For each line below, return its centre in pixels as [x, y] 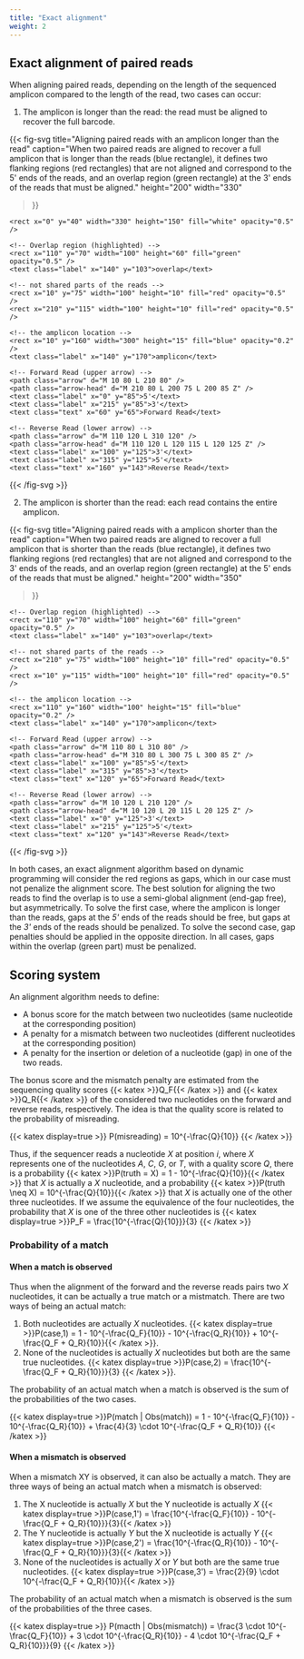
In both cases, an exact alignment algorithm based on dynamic [127, 869]
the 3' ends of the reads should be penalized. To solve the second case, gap [152, 927]
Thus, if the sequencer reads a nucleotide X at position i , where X [132, 1154]
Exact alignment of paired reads [101, 63]
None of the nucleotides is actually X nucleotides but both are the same [156, 1353]
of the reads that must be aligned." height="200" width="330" [126, 188]
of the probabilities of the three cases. [81, 1609]
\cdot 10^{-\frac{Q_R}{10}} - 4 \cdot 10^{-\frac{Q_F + [182, 1636]
